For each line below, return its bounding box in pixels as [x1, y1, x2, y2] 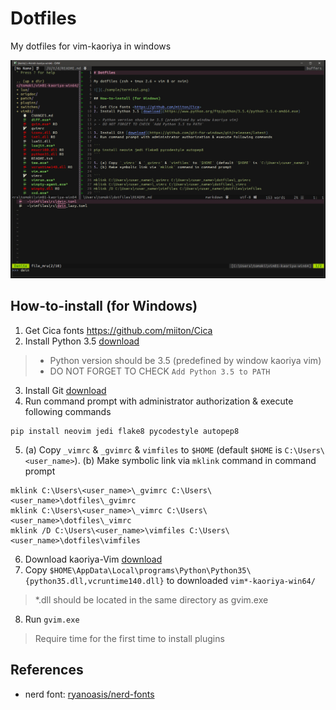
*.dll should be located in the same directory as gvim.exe [34, 593, 269, 606]
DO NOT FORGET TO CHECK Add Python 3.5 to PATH [49, 365, 271, 377]
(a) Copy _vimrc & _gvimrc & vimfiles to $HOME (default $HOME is [24, 443, 283, 456]
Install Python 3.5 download [24, 335, 140, 347]
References [10, 662, 84, 679]
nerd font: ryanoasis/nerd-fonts [24, 688, 155, 700]
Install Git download [24, 384, 107, 396]
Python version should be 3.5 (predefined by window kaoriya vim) [49, 354, 322, 366]
